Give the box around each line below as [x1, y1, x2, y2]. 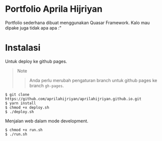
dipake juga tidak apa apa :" [5, 25, 62, 30]
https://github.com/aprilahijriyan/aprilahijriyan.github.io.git [5, 96, 141, 101]
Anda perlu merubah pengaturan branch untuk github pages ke [29, 77, 158, 83]
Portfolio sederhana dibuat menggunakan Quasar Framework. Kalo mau [5, 20, 150, 26]
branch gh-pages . [29, 83, 64, 88]
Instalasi [5, 42, 41, 54]
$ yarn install [5, 101, 36, 106]
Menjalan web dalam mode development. [5, 118, 88, 124]
